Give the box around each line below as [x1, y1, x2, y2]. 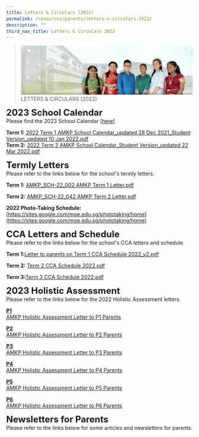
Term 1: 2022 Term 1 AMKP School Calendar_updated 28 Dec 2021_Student [6, 129, 191, 136]
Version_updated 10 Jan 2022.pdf [6, 135, 89, 142]
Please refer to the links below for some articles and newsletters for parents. [6, 424, 192, 431]
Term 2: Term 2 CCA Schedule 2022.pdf [6, 262, 105, 269]
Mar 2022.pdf [6, 148, 40, 155]
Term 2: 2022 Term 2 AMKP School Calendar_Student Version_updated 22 [6, 141, 188, 148]
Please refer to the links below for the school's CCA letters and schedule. [6, 239, 185, 246]
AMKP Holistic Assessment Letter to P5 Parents [6, 384, 123, 391]
